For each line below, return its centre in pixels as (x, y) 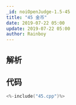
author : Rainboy (26, 34)
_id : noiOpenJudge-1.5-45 (38, 12)
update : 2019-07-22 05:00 (38, 28)
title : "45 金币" (27, 17)
